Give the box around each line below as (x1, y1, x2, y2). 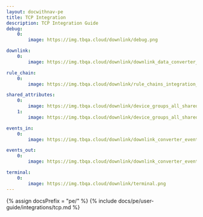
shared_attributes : (6, 92, 56, 98)
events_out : (6, 147, 36, 154)
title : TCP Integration (6, 14, 66, 20)
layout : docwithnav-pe (6, 8, 63, 15)
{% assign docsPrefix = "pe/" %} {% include (6, 197, 117, 204)
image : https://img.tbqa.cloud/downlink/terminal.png (28, 180, 166, 187)
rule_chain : (6, 70, 36, 76)
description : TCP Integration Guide (6, 20, 98, 26)
